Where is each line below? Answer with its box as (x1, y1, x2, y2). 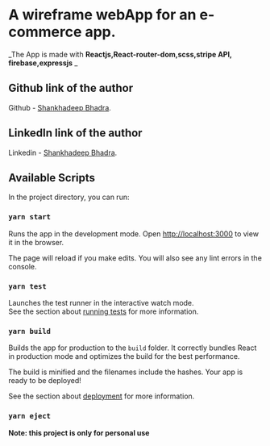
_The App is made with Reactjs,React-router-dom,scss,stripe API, (8, 49, 232, 59)
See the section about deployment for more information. (8, 391, 195, 401)
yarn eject (8, 411, 51, 421)
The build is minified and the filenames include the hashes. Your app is (8, 367, 243, 377)
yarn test (8, 281, 47, 291)
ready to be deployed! (8, 376, 82, 386)
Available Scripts (8, 171, 95, 185)
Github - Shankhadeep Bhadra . (8, 102, 111, 112)
